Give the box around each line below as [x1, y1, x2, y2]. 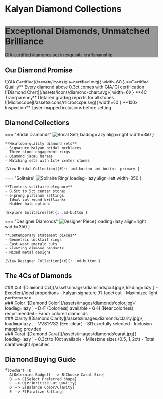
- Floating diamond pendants [5, 246, 64, 250]
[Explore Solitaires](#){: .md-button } [5, 210, 88, 215]
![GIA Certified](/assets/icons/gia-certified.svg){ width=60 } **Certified [5, 79, 149, 84]
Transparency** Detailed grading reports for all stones [5, 94, 114, 100]
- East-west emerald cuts [5, 241, 57, 246]
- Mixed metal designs [5, 250, 51, 255]
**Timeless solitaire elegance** [5, 184, 73, 189]
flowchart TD [5, 368, 32, 373]
